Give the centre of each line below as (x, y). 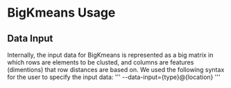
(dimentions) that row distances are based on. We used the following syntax (116, 70)
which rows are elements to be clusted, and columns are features (101, 62)
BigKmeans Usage (61, 13)
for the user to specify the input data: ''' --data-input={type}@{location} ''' (114, 77)
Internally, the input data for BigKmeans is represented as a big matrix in (110, 55)
